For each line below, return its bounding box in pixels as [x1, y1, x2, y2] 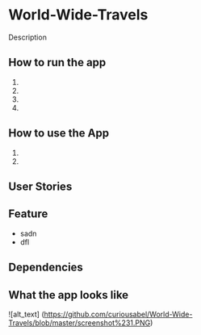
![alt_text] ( [8, 309, 44, 319]
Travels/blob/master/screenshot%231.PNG [8, 317, 151, 328]
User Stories [8, 179, 73, 193]
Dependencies [8, 261, 83, 274]
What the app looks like [8, 288, 129, 302]
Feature [8, 207, 48, 221]
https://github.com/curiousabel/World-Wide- [44, 309, 193, 319]
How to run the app [8, 56, 107, 69]
